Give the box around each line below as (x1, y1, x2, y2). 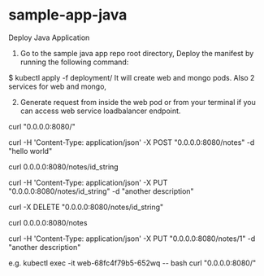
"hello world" (8, 146, 53, 156)
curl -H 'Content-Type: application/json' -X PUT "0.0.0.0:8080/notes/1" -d (8, 234, 256, 243)
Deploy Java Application (8, 33, 90, 42)
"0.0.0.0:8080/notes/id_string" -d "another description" (8, 186, 194, 196)
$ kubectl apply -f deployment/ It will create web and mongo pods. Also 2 (8, 72, 255, 82)
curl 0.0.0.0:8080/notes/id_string (8, 161, 119, 172)
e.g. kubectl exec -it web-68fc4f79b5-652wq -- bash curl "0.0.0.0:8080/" (8, 258, 257, 268)
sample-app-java (8, 6, 128, 24)
